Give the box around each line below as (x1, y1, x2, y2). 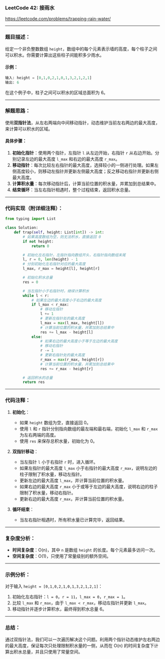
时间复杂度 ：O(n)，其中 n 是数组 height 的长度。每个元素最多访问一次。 (12, 547, 158, 553)
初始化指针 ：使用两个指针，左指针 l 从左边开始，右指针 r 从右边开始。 (12, 150, 155, 156)
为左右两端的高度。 (19, 432, 59, 438)
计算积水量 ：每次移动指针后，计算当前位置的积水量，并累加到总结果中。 (12, 181, 159, 187)
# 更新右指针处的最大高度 (40, 353, 85, 358)
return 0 (31, 244, 50, 249)
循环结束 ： (12, 506, 34, 512)
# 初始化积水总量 (23, 275, 53, 280)
